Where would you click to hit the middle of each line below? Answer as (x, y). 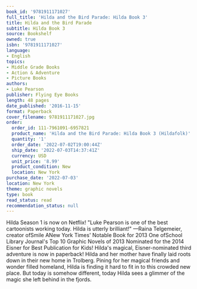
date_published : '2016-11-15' (44, 106)
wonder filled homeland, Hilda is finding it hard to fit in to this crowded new (98, 267)
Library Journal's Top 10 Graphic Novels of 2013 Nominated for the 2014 (95, 241)
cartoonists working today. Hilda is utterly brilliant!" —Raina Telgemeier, (94, 229)
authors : (17, 84)
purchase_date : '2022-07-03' (42, 178)
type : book (20, 194)
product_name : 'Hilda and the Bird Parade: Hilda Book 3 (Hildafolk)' (101, 134)
